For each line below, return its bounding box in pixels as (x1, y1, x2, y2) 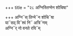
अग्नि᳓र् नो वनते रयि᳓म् (5, 25, 40, 31)
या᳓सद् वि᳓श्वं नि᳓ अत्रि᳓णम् (5, 20, 48, 25)
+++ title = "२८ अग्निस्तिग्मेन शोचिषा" (5, 5, 69, 10)
